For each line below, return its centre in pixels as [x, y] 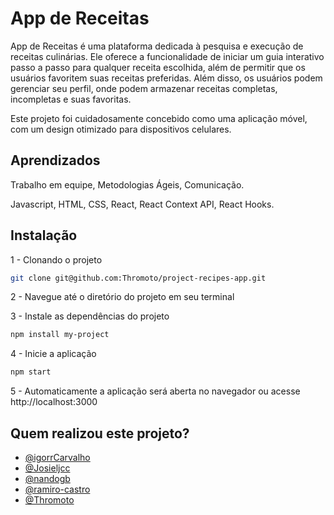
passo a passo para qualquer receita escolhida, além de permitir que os [158, 67]
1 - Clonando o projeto [56, 259]
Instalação [44, 235]
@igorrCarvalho [57, 457]
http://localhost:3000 [54, 402]
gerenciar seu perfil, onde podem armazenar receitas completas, [144, 88]
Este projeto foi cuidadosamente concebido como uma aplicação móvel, [159, 118]
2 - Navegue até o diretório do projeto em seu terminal [122, 297]
